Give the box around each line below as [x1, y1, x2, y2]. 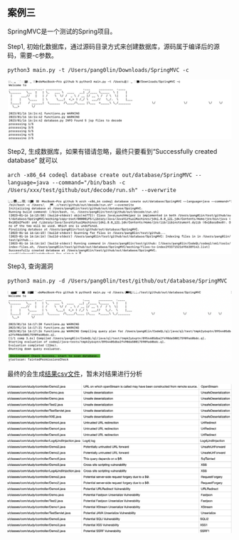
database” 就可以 [7, 156, 58, 164]
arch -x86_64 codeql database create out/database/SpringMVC [7, 171, 193, 179]
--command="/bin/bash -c [52, 179, 126, 186]
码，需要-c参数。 [7, 51, 58, 59]
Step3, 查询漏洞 [7, 262, 53, 270]
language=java [7, 179, 50, 186]
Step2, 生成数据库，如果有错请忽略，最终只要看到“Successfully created [7, 147, 218, 155]
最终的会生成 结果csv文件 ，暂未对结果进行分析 [7, 369, 143, 378]
